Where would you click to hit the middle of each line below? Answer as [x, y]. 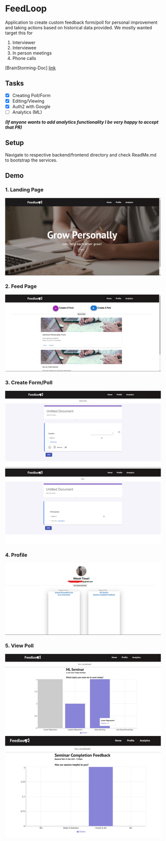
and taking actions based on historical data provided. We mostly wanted [79, 27]
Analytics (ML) [27, 112]
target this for [19, 33]
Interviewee [24, 48]
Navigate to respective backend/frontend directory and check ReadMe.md [81, 155]
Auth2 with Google [31, 106]
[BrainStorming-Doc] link [30, 68]
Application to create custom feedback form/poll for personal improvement [81, 22]
